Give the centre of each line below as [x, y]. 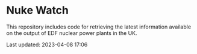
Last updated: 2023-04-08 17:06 [47, 45]
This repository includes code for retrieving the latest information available [99, 27]
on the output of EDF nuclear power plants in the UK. [72, 33]
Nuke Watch [38, 10]
